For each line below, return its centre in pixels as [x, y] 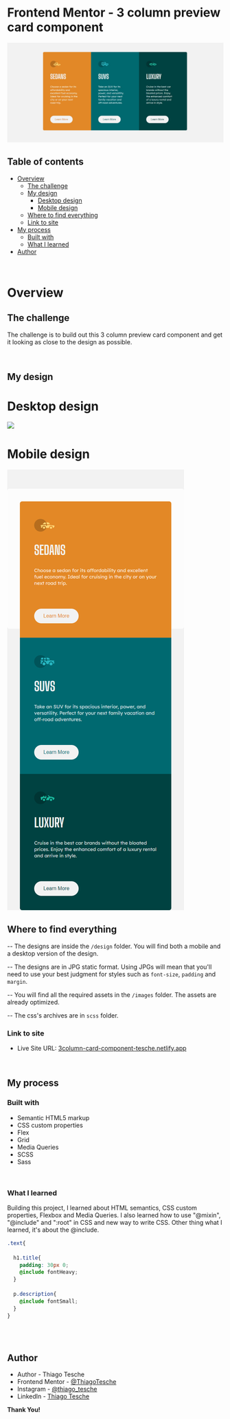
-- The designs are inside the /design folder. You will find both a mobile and [114, 946]
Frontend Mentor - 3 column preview [114, 13]
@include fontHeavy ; [49, 1272]
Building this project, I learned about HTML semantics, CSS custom [102, 1208]
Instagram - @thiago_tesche [57, 1389]
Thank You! [24, 1410]
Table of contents [45, 162]
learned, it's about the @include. [53, 1230]
